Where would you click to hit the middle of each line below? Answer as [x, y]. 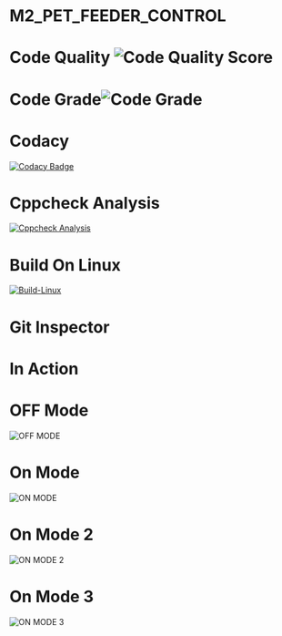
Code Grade [55, 99]
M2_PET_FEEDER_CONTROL [118, 16]
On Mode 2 [51, 534]
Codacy [40, 141]
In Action [44, 369]
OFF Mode [49, 410]
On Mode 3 [51, 596]
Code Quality [60, 58]
